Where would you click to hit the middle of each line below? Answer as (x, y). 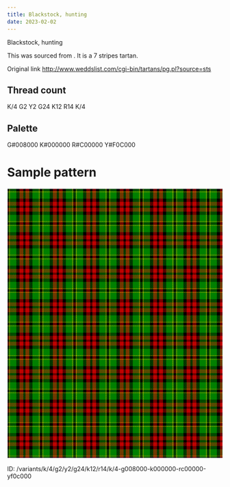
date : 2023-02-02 (32, 22)
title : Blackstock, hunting (47, 14)
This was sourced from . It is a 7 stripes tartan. (73, 56)
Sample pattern (52, 173)
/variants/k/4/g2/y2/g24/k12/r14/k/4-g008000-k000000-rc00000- (111, 469)
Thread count (37, 90)
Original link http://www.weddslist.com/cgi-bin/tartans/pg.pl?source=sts (109, 69)
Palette (23, 128)
